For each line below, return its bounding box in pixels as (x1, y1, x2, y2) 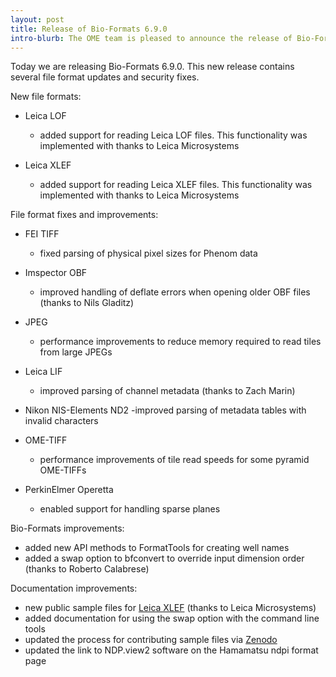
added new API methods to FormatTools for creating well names (24, 542, 290, 554)
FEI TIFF (24, 228, 60, 240)
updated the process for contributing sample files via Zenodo (24, 634, 278, 646)
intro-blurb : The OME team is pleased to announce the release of (10, 33, 293, 43)
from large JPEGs (39, 346, 113, 358)
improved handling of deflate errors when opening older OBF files (39, 286, 311, 298)
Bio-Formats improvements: (10, 522, 125, 535)
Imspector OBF (24, 267, 88, 279)
